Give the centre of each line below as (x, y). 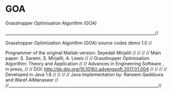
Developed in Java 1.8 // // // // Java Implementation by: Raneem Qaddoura (84, 74)
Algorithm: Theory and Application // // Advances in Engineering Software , (85, 63)
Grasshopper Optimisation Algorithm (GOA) (51, 23)
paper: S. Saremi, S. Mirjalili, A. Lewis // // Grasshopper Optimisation (78, 58)
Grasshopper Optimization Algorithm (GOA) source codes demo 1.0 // (79, 43)
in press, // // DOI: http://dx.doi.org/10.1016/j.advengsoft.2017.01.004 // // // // (86, 69)
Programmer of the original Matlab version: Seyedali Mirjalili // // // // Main (83, 53)
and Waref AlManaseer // (32, 80)
